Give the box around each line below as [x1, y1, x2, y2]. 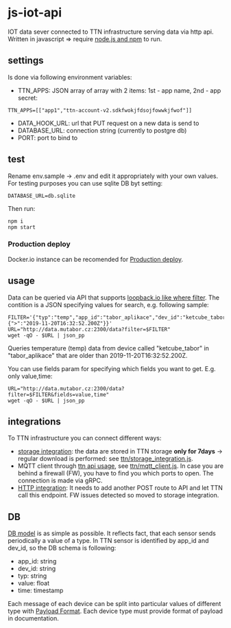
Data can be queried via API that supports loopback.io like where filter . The [8, 293, 220, 302]
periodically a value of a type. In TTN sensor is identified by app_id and [8, 537, 209, 545]
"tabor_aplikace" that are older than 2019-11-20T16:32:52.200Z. [8, 351, 188, 359]
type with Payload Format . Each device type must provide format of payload [8, 607, 223, 616]
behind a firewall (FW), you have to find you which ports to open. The [17, 469, 214, 478]
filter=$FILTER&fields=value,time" [8, 391, 110, 398]
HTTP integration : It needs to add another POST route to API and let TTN [17, 484, 223, 492]
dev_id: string [17, 565, 56, 573]
